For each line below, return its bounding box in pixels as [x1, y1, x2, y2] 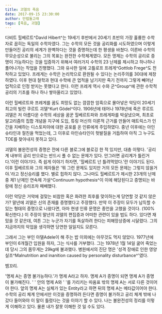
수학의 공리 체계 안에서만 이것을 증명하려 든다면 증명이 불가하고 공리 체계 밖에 [5, 292, 151, 297]
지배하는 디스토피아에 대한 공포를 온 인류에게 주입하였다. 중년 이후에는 [14, 124, 146, 130]
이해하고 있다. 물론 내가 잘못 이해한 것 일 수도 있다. [10, 304, 106, 310]
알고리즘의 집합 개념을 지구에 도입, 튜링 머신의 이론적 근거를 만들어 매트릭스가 [5, 118, 151, 124]
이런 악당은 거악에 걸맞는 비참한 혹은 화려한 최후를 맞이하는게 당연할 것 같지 [5, 193, 147, 200]
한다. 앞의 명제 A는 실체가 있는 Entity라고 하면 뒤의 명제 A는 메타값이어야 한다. [10, 285, 158, 291]
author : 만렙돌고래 [5, 16, 39, 21]
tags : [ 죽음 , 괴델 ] [5, 20, 40, 26]
